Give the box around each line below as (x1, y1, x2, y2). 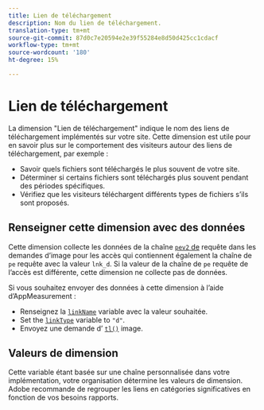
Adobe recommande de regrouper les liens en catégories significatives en (8, 385, 251, 394)
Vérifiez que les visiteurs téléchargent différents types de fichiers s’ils (19, 189, 249, 199)
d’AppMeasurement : (8, 291, 77, 300)
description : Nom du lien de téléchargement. (8, 19, 161, 27)
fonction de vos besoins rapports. (8, 393, 119, 402)
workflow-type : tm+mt (8, 41, 80, 49)
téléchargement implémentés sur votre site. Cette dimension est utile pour (8, 132, 251, 141)
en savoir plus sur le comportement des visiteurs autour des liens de (8, 140, 233, 149)
